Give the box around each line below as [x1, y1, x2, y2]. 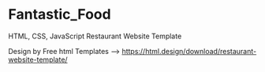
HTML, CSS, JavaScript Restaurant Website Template [8, 31, 182, 41]
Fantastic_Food [8, 5, 112, 23]
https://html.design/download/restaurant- [121, 46, 257, 56]
